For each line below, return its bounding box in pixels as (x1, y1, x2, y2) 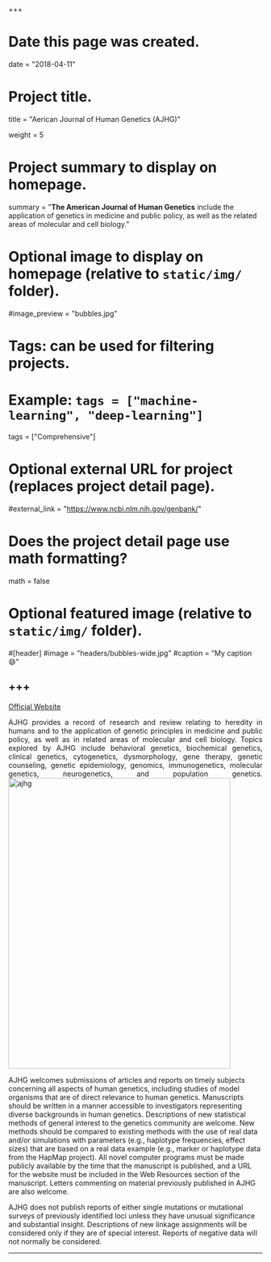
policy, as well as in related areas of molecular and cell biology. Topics (8, 734, 263, 744)
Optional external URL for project (8, 460, 233, 479)
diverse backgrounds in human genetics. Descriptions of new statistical (8, 1109, 246, 1119)
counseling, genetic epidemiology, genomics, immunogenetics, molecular (8, 760, 263, 769)
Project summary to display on (8, 158, 218, 177)
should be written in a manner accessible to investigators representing (8, 1101, 243, 1110)
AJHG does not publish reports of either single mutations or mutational (8, 1202, 244, 1212)
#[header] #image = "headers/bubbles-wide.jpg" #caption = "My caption (8, 648, 252, 658)
